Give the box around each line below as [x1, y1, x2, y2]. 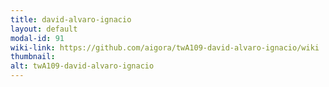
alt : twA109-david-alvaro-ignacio [10, 61, 155, 71]
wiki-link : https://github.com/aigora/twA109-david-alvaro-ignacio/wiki [10, 42, 320, 53]
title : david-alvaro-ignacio [10, 14, 132, 25]
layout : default [10, 24, 78, 34]
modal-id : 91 [10, 33, 65, 43]
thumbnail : [10, 52, 56, 62]
